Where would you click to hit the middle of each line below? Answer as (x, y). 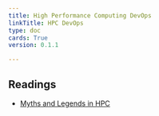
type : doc (25, 30)
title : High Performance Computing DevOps (80, 15)
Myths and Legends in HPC (65, 103)
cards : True (28, 38)
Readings (32, 84)
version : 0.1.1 (34, 45)
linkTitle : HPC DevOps (46, 23)
